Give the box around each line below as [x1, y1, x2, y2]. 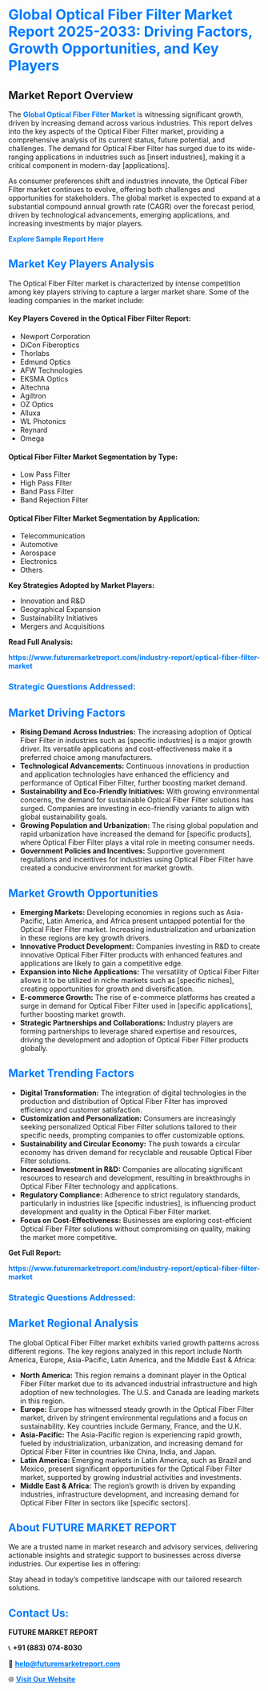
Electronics [19, 557, 58, 566]
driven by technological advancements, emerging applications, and [8, 210, 230, 219]
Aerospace [19, 548, 57, 558]
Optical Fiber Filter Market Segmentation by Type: [8, 452, 178, 462]
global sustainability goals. [19, 812, 108, 822]
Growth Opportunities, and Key [8, 40, 219, 58]
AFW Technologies [19, 366, 82, 375]
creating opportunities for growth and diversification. [19, 984, 194, 993]
